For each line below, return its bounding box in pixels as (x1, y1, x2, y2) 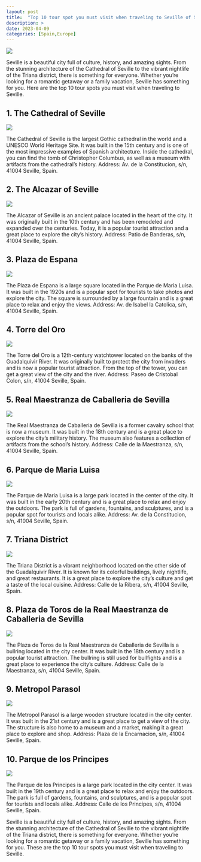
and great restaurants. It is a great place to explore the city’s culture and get (6, 574, 193, 582)
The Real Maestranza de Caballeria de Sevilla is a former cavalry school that (6, 422, 194, 429)
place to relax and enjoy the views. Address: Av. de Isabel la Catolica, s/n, (6, 301, 188, 308)
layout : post (6, 8, 39, 15)
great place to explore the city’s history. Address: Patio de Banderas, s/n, (6, 230, 186, 238)
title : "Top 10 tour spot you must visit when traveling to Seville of (6, 14, 191, 20)
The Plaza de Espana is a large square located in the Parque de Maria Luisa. (6, 281, 193, 289)
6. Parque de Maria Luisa (6, 464, 100, 474)
